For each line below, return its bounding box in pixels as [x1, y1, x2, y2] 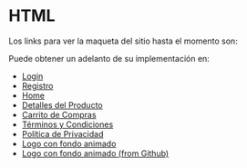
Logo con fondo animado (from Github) [21, 147, 170, 159]
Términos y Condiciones [21, 119, 114, 130]
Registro [21, 80, 54, 91]
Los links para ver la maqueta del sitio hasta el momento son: [8, 35, 238, 46]
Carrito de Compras [21, 109, 97, 120]
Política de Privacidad [21, 128, 104, 139]
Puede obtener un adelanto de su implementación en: [8, 53, 211, 64]
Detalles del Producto [21, 99, 103, 110]
